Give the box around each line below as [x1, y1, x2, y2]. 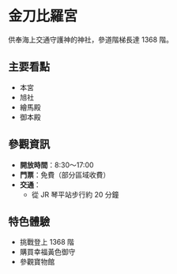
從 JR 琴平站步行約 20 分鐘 [31, 190, 119, 199]
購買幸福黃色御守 [19, 247, 76, 257]
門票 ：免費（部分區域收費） [19, 170, 111, 179]
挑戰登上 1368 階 [19, 238, 75, 247]
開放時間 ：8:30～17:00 [19, 160, 94, 170]
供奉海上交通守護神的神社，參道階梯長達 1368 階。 [8, 35, 174, 44]
